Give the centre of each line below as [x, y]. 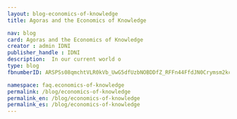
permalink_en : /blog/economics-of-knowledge [74, 98]
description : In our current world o [64, 60]
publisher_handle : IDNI [44, 53]
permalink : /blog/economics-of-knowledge [69, 92]
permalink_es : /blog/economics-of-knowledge [74, 105]
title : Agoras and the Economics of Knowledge [77, 20]
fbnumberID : [25, 72]
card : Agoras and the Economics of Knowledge [75, 39]
